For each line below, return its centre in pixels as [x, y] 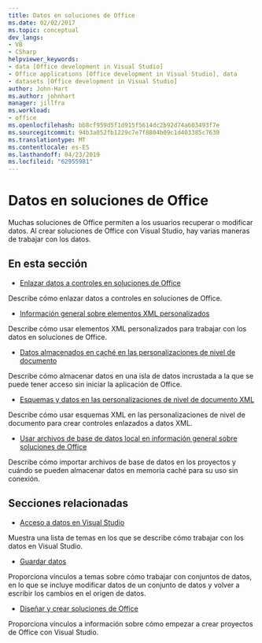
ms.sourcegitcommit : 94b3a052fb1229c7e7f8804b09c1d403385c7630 [114, 132]
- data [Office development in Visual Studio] [86, 67]
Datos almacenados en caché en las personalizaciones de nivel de [127, 352]
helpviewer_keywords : [44, 60]
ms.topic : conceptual [44, 30]
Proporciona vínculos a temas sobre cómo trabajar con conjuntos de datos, [130, 576]
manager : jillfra [37, 103]
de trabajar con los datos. [50, 239]
